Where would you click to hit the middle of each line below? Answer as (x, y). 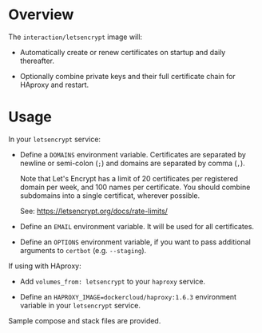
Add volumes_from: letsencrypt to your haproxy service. (113, 281)
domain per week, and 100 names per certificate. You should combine (135, 187)
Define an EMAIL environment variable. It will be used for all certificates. (137, 226)
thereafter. (37, 61)
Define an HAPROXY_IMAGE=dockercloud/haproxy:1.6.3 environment (128, 296)
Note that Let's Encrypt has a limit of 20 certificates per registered (129, 178)
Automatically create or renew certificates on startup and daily (123, 52)
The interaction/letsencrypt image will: (75, 37)
